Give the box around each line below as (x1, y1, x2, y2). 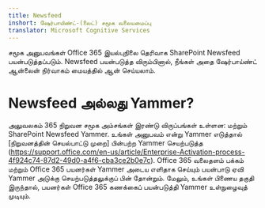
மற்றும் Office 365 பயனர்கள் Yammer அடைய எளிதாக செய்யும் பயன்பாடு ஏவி (8, 165, 244, 174)
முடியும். (8, 191, 32, 201)
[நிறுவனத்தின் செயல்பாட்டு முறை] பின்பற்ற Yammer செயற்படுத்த (8, 138, 203, 148)
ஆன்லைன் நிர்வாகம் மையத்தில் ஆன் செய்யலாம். (8, 66, 156, 75)
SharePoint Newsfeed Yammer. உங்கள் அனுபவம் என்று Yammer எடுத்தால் (8, 130, 243, 139)
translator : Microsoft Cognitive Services (8, 26, 150, 34)
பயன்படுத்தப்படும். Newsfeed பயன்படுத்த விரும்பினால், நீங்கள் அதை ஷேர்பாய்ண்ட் (8, 57, 257, 66)
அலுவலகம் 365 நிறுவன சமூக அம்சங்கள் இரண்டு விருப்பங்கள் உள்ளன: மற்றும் (8, 120, 248, 130)
